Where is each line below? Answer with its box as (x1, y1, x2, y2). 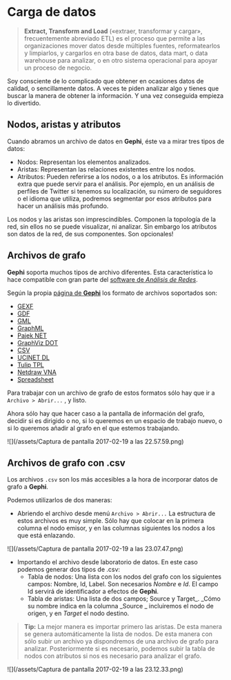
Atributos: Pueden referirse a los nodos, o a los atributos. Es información (17, 172, 224, 181)
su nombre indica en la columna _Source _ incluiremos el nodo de (27, 602, 214, 610)
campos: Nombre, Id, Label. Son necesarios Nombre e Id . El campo (27, 580, 219, 588)
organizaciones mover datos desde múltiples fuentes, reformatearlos (23, 41, 221, 50)
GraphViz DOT (17, 338, 59, 347)
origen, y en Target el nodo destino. (27, 609, 130, 617)
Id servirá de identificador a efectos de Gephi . (27, 587, 159, 596)
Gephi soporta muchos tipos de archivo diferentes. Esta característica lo (7, 268, 213, 276)
